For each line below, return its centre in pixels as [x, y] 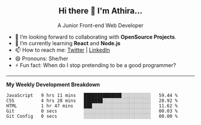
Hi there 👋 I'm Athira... [100, 11]
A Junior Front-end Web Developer [100, 25]
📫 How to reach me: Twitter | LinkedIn [63, 50]
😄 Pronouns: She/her [42, 58]
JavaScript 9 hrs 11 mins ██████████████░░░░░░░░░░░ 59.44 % [92, 95]
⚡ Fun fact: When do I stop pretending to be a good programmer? [95, 65]
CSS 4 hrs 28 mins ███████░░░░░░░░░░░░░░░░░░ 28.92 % [92, 101]
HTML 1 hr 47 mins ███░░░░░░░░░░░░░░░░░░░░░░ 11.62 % [92, 106]
